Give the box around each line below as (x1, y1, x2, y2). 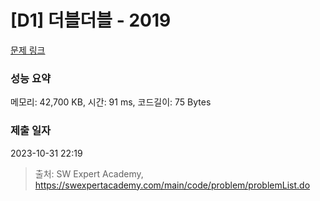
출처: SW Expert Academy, (34, 167, 144, 180)
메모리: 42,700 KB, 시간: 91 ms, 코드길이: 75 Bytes (10, 96, 212, 108)
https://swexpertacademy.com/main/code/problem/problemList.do (34, 179, 311, 191)
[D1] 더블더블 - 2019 (10, 9, 172, 32)
